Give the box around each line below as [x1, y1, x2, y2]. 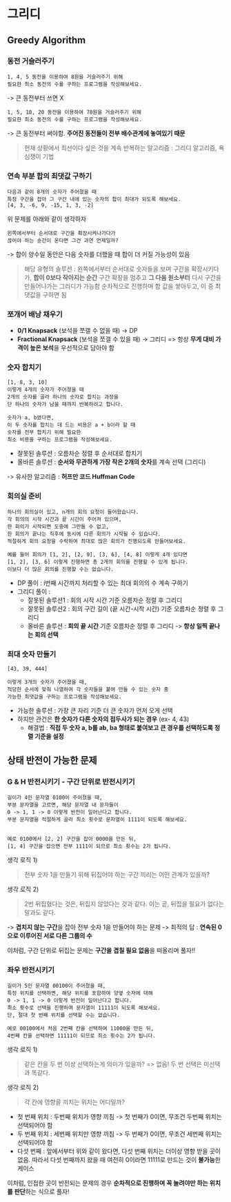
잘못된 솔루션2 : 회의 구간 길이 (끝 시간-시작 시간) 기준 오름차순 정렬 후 [27, 604, 217, 613]
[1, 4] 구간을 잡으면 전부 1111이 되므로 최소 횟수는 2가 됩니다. [7, 843, 172, 850]
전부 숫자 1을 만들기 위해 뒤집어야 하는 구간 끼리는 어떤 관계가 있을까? [23, 870, 210, 879]
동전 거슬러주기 [7, 56, 55, 65]
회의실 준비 [7, 491, 42, 500]
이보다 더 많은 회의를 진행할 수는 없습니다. [7, 566, 114, 573]
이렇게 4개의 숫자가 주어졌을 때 [7, 386, 85, 393]
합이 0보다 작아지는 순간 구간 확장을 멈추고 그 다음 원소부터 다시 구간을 [33, 274, 222, 282]
